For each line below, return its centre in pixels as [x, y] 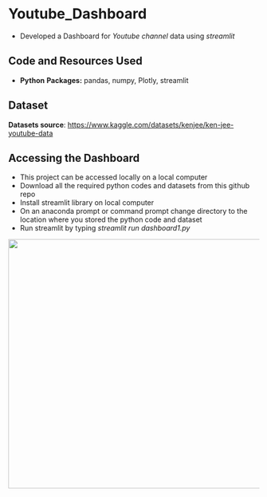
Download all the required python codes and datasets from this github [135, 186]
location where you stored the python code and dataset [111, 219]
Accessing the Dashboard [74, 158]
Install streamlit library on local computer [87, 203]
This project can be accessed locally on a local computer [114, 177]
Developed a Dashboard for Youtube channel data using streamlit [127, 36]
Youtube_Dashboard [78, 14]
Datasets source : [37, 124]
